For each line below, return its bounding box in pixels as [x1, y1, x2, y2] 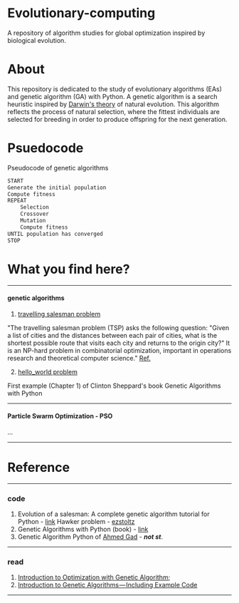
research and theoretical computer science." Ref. [7, 354, 151, 362]
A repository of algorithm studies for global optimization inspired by [7, 29, 206, 37]
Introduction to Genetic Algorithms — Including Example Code [17, 581, 198, 589]
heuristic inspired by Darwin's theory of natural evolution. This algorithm [7, 100, 219, 108]
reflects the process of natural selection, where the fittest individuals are [7, 107, 221, 115]
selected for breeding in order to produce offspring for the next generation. [7, 115, 228, 123]
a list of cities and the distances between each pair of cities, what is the [7, 331, 218, 339]
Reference [7, 460, 70, 475]
